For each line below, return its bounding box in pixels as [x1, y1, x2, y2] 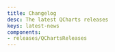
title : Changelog [7, 9, 57, 17]
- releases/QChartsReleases [7, 35, 88, 42]
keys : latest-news [7, 22, 60, 29]
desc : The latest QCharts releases [7, 16, 109, 23]
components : [7, 28, 41, 36]
